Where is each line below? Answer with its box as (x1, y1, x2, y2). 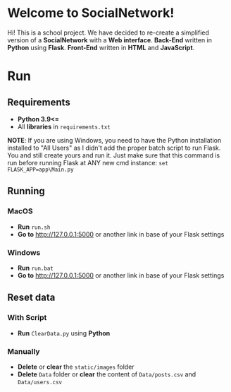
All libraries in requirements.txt (17, 122, 111, 131)
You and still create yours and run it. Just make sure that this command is (7, 150, 220, 160)
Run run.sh (17, 222, 51, 231)
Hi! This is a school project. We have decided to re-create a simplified (7, 28, 210, 37)
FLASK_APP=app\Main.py (7, 166, 74, 173)
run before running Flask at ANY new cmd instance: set (7, 158, 169, 167)
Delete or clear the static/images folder (17, 362, 135, 371)
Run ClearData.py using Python (17, 328, 111, 337)
